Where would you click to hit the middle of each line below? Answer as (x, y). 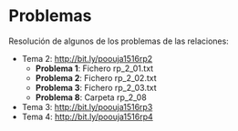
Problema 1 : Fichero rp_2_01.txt (94, 68)
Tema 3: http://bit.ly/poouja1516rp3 (87, 106)
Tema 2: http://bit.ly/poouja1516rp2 (87, 58)
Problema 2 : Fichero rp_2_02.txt (96, 77)
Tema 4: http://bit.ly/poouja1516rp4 (88, 116)
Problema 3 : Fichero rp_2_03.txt (96, 87)
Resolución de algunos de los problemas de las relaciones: (119, 41)
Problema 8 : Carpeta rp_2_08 (91, 97)
